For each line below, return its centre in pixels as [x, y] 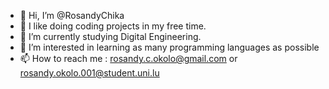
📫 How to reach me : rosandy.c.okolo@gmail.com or [128, 58]
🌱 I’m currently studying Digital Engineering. [110, 36]
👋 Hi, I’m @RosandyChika [72, 15]
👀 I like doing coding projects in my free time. [113, 26]
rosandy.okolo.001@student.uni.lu [89, 73]
